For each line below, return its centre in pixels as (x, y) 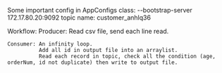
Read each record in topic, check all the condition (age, (127, 56)
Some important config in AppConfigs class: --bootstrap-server (100, 10)
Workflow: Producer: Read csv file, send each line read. (88, 31)
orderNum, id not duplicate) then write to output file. (93, 62)
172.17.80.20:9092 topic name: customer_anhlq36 (79, 18)
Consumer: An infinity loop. (50, 44)
